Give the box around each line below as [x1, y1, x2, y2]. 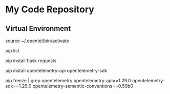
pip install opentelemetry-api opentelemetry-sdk [5, 68, 108, 73]
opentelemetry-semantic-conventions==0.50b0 [32, 83, 134, 89]
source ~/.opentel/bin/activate [5, 37, 69, 44]
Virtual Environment [5, 24, 71, 33]
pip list [5, 48, 19, 53]
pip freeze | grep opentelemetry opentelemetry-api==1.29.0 [5, 78, 132, 83]
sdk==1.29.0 [5, 83, 32, 89]
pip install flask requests [5, 58, 57, 64]
